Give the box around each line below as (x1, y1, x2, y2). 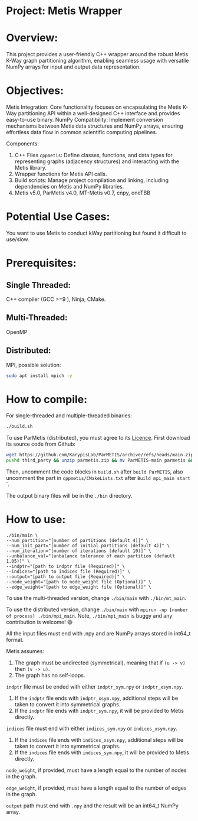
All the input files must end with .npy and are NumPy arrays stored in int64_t (6, 630, 191, 637)
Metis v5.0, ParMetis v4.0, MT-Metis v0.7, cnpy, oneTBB (14, 189, 151, 196)
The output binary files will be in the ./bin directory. (6, 492, 133, 499)
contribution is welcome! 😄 (6, 619, 73, 625)
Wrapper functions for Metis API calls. (14, 170, 107, 178)
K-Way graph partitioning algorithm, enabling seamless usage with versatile (6, 57, 189, 64)
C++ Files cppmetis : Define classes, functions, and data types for (14, 152, 173, 159)
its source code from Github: (6, 440, 75, 447)
